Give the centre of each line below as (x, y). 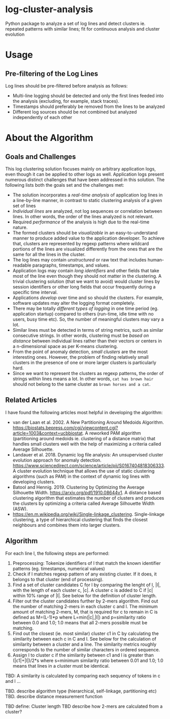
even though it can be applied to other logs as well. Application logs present (84, 174)
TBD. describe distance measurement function (54, 696)
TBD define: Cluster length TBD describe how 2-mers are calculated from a (84, 706)
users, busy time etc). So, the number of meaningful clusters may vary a (88, 319)
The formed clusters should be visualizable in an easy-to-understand (85, 233)
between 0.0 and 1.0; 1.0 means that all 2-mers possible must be (80, 622)
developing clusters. (34, 481)
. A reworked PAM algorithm (112, 433)
